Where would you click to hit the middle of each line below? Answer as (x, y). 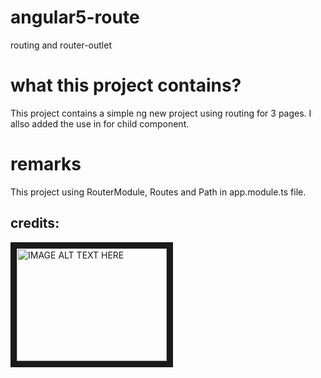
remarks (46, 164)
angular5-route (75, 17)
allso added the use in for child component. (100, 123)
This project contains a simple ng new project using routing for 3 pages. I (161, 113)
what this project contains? (126, 85)
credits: (35, 223)
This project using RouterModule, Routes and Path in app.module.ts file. (158, 192)
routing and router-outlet (61, 45)
